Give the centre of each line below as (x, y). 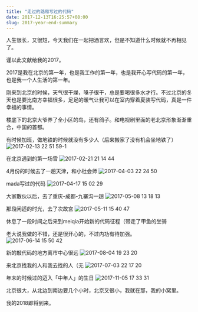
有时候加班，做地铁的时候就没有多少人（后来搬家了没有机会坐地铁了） (91, 140)
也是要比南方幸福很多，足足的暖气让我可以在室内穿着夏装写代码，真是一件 (101, 100)
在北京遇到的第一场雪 (32, 159)
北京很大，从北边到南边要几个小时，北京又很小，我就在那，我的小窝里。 (94, 291)
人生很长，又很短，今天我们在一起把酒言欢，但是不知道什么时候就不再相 (94, 40)
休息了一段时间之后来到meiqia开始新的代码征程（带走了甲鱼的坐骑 (86, 222)
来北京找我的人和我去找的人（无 (45, 265)
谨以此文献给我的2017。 (35, 60)
